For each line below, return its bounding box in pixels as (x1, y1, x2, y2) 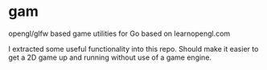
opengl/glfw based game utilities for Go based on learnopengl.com (8, 29, 231, 38)
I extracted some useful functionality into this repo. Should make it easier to (8, 44, 259, 53)
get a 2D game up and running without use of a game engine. (8, 52, 212, 62)
